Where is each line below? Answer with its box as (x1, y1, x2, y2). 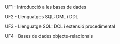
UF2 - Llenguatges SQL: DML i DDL (5, 14, 79, 19)
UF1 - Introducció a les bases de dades (5, 4, 87, 10)
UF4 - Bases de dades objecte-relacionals (5, 33, 93, 39)
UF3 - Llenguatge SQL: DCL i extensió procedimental (5, 23, 115, 29)
